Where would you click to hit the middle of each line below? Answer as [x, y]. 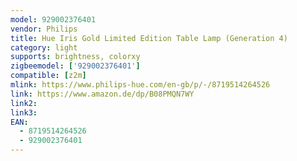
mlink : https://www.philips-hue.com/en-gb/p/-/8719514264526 [140, 85]
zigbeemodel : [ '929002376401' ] [75, 66]
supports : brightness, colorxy [75, 57]
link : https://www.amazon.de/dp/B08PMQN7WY [102, 94]
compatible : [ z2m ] [48, 76]
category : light [44, 47]
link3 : [24, 112]
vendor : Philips [44, 29]
